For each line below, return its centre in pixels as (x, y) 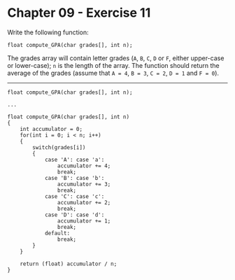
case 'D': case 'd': (74, 215)
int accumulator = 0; (51, 129)
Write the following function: (48, 32)
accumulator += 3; (84, 184)
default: (57, 233)
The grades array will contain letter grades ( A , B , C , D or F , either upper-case (116, 58)
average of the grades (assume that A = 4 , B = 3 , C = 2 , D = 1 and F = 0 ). (113, 73)
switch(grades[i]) (59, 147)
